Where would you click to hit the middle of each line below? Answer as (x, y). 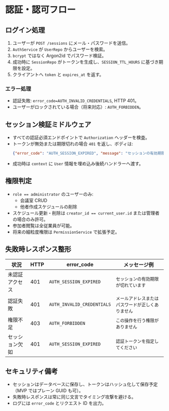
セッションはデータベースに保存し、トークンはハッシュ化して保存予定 (85, 384)
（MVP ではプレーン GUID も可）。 (48, 391)
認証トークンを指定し (137, 341)
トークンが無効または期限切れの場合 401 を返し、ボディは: (73, 144)
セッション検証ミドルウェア (48, 124)
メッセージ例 (139, 264)
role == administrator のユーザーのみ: (53, 194)
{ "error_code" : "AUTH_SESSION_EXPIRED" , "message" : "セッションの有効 (85, 154)
